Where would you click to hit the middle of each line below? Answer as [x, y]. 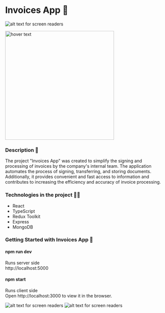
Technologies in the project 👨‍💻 [43, 195]
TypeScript [24, 211]
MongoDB [23, 227]
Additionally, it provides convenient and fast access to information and [77, 177]
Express [21, 221]
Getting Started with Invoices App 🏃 [49, 240]
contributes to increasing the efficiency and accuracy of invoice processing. [83, 182]
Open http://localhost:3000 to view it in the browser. [59, 296]
